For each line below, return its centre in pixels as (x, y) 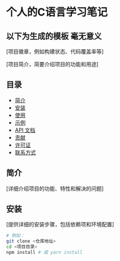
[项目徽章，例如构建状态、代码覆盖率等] (55, 52)
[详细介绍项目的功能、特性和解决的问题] (55, 188)
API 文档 (25, 130)
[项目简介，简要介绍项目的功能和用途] (53, 64)
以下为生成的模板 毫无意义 (54, 36)
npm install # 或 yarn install (45, 253)
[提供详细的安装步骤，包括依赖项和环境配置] (60, 225)
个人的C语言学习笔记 (57, 12)
